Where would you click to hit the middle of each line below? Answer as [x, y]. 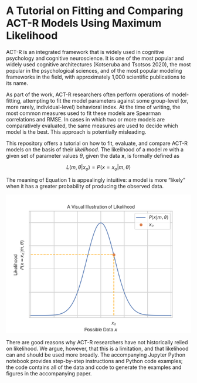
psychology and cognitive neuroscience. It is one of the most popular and [95, 58]
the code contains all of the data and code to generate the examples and [94, 367]
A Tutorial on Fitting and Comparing [95, 11]
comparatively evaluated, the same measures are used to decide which [92, 126]
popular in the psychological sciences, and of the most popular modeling [94, 70]
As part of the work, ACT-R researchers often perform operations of [88, 94]
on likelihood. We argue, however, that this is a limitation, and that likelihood [97, 348]
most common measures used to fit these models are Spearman [84, 113]
